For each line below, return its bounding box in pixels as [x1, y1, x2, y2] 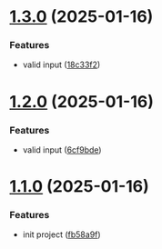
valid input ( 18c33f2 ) [22, 59, 101, 70]
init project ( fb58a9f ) [22, 229, 102, 240]
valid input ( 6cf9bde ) [22, 144, 102, 155]
